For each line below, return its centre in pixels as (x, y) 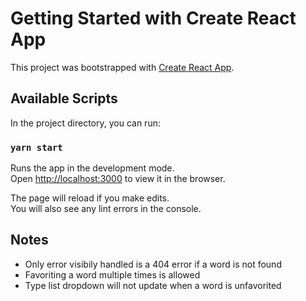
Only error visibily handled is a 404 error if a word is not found (153, 264)
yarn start (36, 147)
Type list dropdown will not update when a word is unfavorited (153, 285)
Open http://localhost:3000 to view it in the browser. (118, 179)
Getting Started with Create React (153, 18)
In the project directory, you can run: (85, 123)
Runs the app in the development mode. (92, 168)
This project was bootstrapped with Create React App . (122, 67)
